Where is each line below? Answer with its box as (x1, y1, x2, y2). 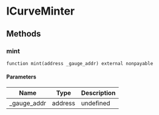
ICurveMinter (6, 4, 75, 18)
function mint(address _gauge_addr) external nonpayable (6, 60, 154, 66)
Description (81, 89, 116, 97)
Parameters (6, 73, 36, 80)
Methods (6, 29, 41, 39)
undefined (81, 99, 110, 108)
